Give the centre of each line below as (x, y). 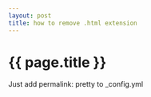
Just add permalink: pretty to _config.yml (76, 84)
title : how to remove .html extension (73, 23)
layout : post (30, 16)
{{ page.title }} (58, 62)
